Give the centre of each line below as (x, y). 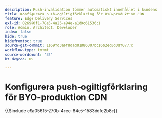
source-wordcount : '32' (29, 54)
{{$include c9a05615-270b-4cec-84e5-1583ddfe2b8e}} (61, 111)
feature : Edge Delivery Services (39, 18)
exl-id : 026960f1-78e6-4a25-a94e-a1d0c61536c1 (53, 23)
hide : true (16, 37)
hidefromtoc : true (24, 41)
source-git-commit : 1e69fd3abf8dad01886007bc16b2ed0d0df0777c (69, 45)
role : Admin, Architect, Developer (41, 28)
